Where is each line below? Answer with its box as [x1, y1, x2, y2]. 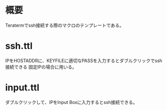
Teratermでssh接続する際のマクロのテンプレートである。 [5, 22, 125, 28]
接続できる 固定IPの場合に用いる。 [5, 64, 77, 70]
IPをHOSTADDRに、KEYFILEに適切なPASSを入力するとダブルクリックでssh [5, 58, 162, 64]
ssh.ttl [5, 40, 33, 52]
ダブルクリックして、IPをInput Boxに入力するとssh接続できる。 [5, 99, 138, 105]
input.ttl [5, 82, 39, 93]
